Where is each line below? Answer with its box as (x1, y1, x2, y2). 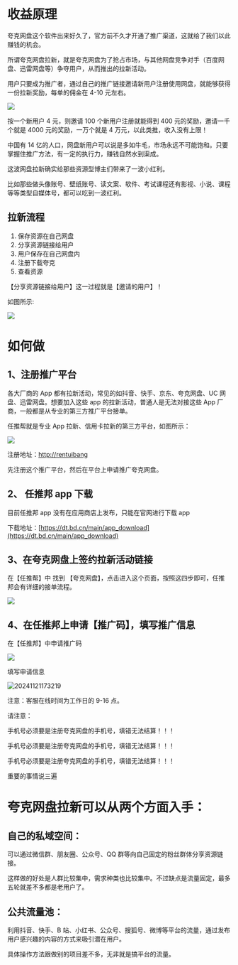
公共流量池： (7, 905, 64, 917)
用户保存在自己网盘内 (17, 249, 80, 258)
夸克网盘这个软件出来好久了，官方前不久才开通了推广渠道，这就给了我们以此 (7, 31, 231, 40)
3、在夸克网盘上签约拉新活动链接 (7, 554, 154, 566)
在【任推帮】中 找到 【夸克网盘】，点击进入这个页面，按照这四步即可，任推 (7, 573, 225, 583)
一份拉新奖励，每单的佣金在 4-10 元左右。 (7, 88, 130, 97)
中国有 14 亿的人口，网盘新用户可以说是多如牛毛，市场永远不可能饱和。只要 (7, 140, 229, 149)
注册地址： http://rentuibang (7, 450, 89, 458)
